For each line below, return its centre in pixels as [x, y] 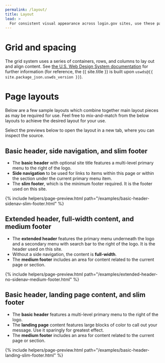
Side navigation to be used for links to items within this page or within [83, 173]
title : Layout [20, 14]
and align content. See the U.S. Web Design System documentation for [77, 66]
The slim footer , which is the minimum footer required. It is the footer [82, 183]
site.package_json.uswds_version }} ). [44, 77]
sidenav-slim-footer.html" [31, 203]
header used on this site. [37, 249]
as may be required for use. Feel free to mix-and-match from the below [77, 115]
